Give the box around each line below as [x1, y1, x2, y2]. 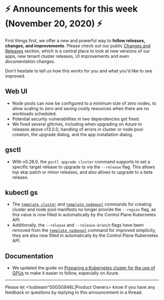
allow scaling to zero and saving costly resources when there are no [12, 105, 149, 111]
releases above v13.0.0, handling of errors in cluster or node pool [12, 126, 143, 132]
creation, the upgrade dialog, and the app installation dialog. [12, 131, 133, 137]
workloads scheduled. [12, 111, 57, 116]
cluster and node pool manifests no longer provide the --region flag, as [12, 207, 156, 212]
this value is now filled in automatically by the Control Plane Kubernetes [12, 212, 156, 218]
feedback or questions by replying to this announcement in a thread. [5, 289, 143, 296]
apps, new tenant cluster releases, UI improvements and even [5, 53, 129, 59]
